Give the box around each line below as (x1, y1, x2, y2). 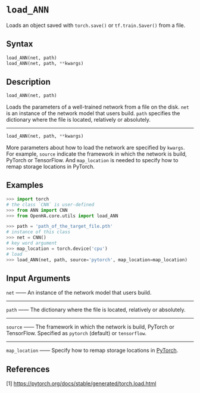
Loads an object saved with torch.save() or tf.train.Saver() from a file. (6, 21, 186, 29)
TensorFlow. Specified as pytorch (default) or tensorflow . (6, 330, 147, 337)
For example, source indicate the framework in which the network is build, (6, 150, 187, 157)
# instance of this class (6, 229, 70, 235)
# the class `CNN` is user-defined (6, 202, 95, 208)
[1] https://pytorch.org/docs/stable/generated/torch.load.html (6, 380, 157, 387)
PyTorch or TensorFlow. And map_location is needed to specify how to (6, 157, 179, 164)
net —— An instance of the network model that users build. (6, 289, 152, 296)
